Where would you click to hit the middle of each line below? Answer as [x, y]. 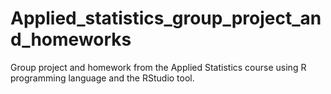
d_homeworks [71, 39]
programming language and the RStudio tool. [102, 78]
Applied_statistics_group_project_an [166, 18]
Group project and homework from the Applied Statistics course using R [158, 67]
